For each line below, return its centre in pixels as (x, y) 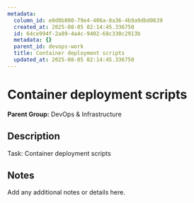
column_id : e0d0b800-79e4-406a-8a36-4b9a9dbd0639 (88, 20)
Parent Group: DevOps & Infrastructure (64, 114)
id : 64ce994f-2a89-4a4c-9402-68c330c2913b (77, 33)
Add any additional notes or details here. (66, 192)
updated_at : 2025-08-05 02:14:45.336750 (74, 60)
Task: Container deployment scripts (59, 153)
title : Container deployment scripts (69, 54)
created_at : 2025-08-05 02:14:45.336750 (74, 27)
